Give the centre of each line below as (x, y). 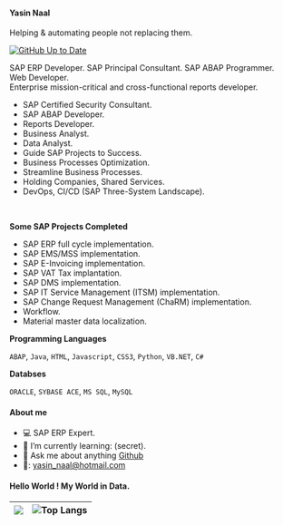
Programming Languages (58, 339)
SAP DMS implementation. (72, 283)
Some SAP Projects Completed (69, 227)
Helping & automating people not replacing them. (101, 33)
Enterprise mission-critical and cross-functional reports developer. (134, 87)
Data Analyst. (48, 143)
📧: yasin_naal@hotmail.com (74, 465)
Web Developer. (39, 78)
